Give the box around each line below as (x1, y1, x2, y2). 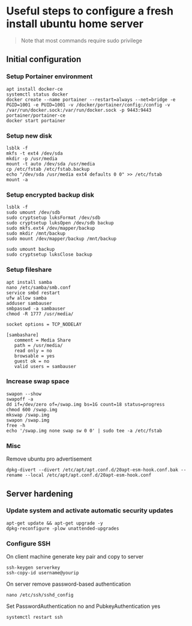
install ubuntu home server (6, 17, 144, 31)
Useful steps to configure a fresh (6, 4, 174, 18)
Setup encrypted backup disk (6, 191, 95, 199)
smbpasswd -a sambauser (6, 305, 66, 311)
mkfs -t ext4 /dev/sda (6, 150, 63, 156)
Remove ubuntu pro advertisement (6, 455, 92, 462)
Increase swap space (6, 377, 70, 385)
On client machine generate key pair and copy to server (6, 553, 144, 560)
